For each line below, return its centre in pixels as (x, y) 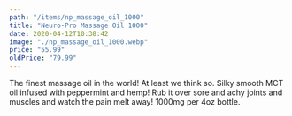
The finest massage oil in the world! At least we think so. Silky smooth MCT (146, 83)
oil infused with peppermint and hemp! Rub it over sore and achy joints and (146, 92)
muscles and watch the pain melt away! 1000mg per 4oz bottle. (125, 101)
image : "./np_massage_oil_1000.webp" (79, 42)
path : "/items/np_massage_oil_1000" (77, 17)
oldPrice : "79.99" (43, 58)
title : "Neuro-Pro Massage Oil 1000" (79, 25)
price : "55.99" (37, 50)
